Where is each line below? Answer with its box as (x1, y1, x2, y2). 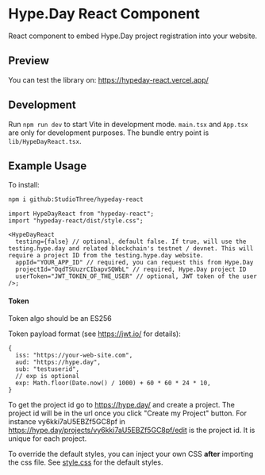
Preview (8, 54, 50, 68)
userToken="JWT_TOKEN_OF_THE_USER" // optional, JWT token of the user (15, 272, 258, 280)
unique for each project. (8, 434, 87, 443)
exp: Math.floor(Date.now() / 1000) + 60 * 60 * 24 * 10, (15, 379, 212, 388)
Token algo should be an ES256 (8, 314, 113, 323)
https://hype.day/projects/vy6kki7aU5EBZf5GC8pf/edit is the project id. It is (8, 426, 255, 435)
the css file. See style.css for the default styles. (8, 458, 163, 467)
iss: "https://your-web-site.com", (15, 351, 133, 360)
